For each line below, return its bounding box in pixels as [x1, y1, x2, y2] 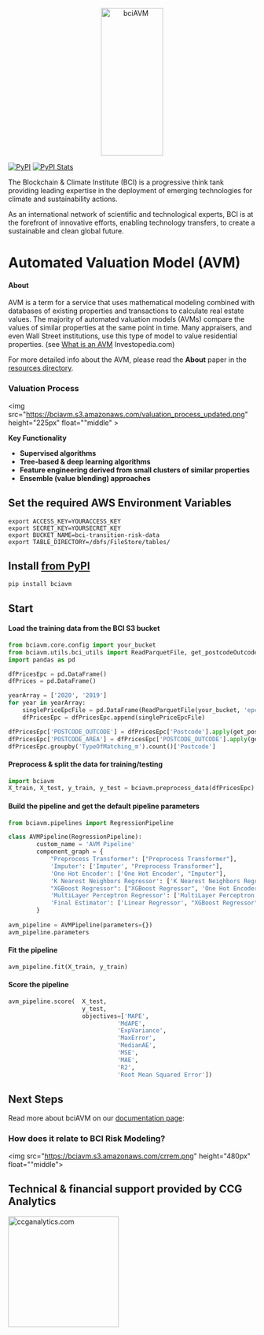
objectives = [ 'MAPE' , [82, 1012, 149, 1020]
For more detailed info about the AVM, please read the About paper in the [8, 355, 247, 364]
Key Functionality [8, 433, 67, 442]
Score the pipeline [8, 980, 69, 990]
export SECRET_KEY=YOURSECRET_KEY [8, 524, 122, 532]
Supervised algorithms [19, 448, 97, 457]
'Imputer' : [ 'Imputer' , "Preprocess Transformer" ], [49, 862, 223, 871]
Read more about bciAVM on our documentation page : [8, 1113, 185, 1123]
